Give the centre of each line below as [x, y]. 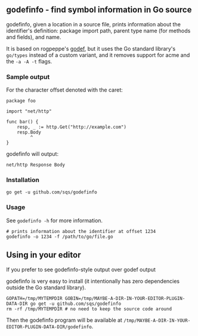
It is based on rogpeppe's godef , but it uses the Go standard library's [91, 49]
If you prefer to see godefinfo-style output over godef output [81, 270]
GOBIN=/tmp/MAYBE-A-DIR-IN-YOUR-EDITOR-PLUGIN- [125, 298]
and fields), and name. [34, 37]
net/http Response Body [36, 165]
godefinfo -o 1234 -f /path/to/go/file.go [60, 237]
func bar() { [22, 122]
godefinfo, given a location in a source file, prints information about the [93, 24]
